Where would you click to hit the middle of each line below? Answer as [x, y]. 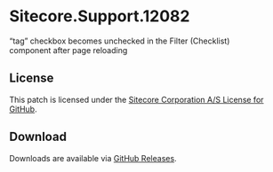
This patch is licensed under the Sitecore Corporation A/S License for [136, 99]
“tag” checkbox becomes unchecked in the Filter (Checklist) [120, 41]
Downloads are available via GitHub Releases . [93, 158]
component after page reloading [68, 50]
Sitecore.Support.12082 [100, 16]
